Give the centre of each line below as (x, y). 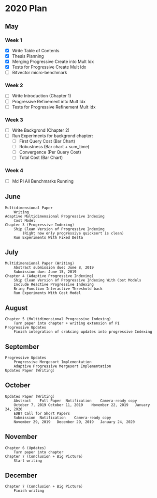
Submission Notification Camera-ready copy (62, 418)
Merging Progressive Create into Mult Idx (53, 62)
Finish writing (29, 491)
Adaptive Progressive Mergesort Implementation (62, 366)
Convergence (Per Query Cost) (50, 152)
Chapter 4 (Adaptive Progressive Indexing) (50, 276)
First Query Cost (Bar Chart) (47, 141)
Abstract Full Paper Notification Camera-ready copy (75, 401)
